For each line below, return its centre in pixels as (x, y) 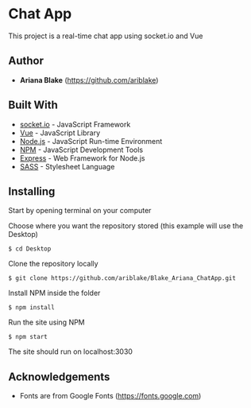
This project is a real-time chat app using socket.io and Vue (106, 36)
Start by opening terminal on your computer (80, 211)
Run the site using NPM (46, 322)
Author (26, 61)
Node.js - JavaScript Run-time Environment (91, 141)
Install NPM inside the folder (54, 293)
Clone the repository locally (53, 264)
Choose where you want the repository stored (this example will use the (126, 226)
